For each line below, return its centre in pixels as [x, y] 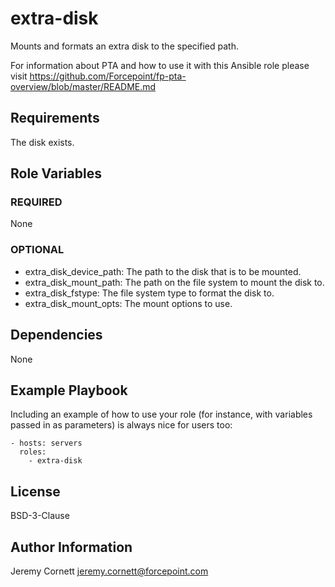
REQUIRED [36, 202]
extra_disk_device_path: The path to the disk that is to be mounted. [163, 271]
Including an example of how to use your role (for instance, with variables [161, 414]
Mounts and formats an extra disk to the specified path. [124, 46]
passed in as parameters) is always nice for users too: [121, 425]
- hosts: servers [46, 443]
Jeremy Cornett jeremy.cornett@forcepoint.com [109, 571]
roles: [33, 452]
